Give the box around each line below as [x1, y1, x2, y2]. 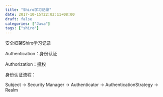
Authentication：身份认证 [5, 51, 57, 57]
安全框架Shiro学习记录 [5, 40, 51, 46]
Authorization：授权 [5, 61, 46, 67]
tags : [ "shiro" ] [5, 26, 39, 31]
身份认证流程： [5, 72, 36, 78]
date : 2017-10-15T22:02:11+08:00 [5, 12, 75, 17]
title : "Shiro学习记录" [5, 7, 51, 12]
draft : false [5, 16, 32, 21]
